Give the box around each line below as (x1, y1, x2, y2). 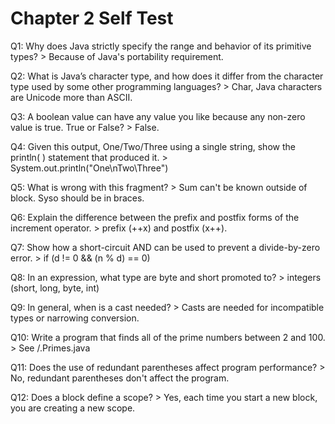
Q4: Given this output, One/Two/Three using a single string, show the (10, 140, 296, 152)
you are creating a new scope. (10, 402, 136, 414)
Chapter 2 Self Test (10, 7, 174, 30)
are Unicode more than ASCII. (10, 91, 133, 103)
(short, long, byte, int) (10, 282, 100, 294)
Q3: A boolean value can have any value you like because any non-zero (10, 110, 306, 122)
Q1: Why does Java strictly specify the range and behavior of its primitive (10, 40, 312, 52)
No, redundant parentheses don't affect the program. (10, 372, 230, 384)
